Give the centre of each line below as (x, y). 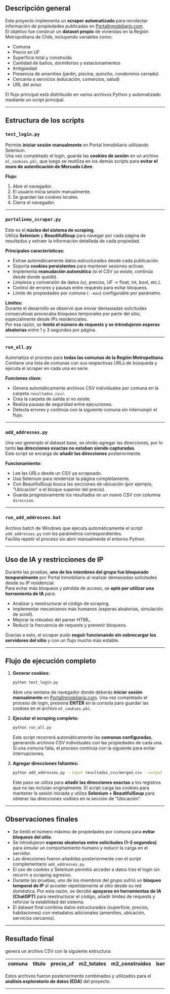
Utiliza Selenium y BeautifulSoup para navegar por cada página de (75, 235)
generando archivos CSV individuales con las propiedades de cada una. (88, 743)
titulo (39, 963)
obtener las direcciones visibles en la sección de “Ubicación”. (77, 798)
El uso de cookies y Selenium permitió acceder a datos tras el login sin (86, 869)
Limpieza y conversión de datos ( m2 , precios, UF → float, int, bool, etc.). (87, 282)
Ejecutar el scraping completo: (46, 718)
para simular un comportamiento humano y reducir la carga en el (80, 848)
